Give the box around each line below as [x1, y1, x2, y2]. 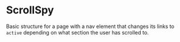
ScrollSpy [6, 3, 55, 17]
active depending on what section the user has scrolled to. [6, 29, 149, 36]
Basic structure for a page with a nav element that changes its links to [6, 23, 175, 30]
